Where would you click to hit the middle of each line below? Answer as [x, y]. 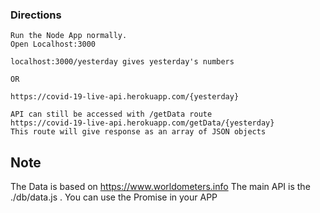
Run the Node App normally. [69, 36]
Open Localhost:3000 [53, 44]
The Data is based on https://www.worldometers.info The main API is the [160, 187]
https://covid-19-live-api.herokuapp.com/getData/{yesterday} [142, 123]
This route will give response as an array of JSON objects [138, 132]
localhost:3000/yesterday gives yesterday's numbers [122, 62]
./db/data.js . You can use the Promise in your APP [114, 197]
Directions [36, 15]
